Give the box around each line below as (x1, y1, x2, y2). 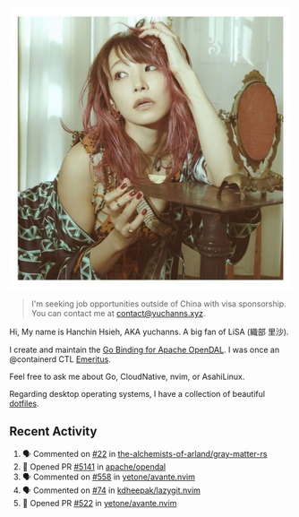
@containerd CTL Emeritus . (9, 354, 112, 365)
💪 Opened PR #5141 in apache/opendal (21, 461, 167, 472)
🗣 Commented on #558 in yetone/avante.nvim (21, 471, 195, 482)
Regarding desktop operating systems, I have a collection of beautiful (9, 389, 266, 399)
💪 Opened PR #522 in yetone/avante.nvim (21, 497, 177, 508)
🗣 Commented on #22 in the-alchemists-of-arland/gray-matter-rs (21, 448, 268, 459)
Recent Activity (9, 424, 98, 439)
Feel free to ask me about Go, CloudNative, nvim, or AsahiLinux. (9, 371, 245, 382)
